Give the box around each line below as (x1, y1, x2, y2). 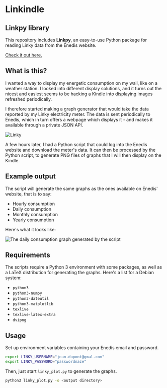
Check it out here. (5, 52, 43, 58)
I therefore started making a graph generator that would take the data (5, 106, 149, 112)
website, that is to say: (5, 190, 52, 197)
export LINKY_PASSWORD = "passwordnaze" (5, 359, 87, 364)
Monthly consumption (12, 211, 58, 217)
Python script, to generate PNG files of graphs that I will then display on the (5, 152, 162, 158)
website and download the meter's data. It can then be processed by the (5, 147, 156, 153)
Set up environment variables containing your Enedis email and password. (5, 345, 159, 351)
